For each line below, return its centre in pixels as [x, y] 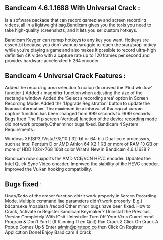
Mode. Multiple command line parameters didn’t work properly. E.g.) [74, 201]
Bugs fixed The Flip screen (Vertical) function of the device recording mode [81, 119]
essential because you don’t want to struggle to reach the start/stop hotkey [81, 45]
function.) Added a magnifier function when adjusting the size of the [74, 93]
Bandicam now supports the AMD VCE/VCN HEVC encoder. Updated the [78, 158]
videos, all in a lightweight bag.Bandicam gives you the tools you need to [78, 25]
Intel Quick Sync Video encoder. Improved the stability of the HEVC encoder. [82, 164]
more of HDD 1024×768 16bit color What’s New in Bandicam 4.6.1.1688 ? [78, 149]
